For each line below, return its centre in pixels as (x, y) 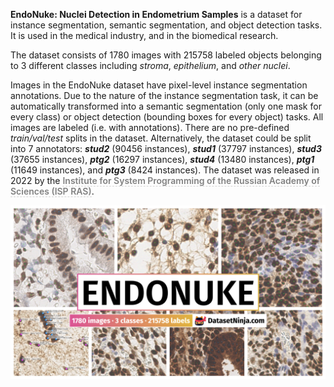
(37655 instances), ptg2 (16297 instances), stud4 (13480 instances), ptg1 (162, 159)
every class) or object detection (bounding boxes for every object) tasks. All (167, 117)
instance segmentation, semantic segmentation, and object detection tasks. (166, 25)
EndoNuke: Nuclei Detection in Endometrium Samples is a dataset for (156, 14)
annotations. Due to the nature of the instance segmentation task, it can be (164, 95)
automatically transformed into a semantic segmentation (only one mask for (166, 106)
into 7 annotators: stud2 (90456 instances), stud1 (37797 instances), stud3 (166, 148)
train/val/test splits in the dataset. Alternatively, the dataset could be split (161, 138)
